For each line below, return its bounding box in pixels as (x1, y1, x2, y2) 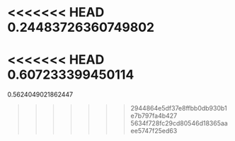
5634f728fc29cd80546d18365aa (130, 119, 228, 128)
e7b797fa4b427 (130, 111, 178, 120)
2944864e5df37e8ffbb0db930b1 (130, 104, 228, 113)
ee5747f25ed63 (130, 127, 178, 135)
